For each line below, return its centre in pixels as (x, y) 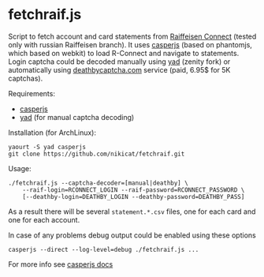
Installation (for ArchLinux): (52, 133)
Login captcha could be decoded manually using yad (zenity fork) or (119, 62)
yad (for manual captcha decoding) (77, 117)
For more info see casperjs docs (61, 264)
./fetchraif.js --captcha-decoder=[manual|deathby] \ (99, 183)
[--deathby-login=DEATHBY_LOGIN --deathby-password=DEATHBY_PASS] (134, 197)
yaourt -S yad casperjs (47, 147)
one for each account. (44, 219)
